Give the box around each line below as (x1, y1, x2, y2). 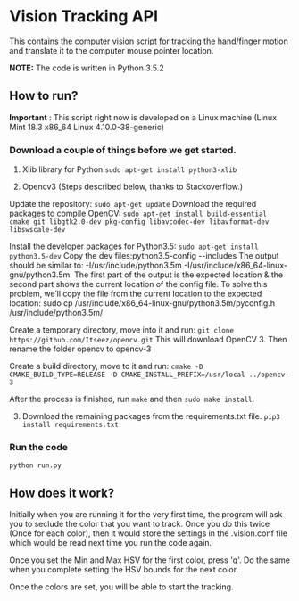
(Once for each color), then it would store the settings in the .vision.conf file (9, 528, 288, 539)
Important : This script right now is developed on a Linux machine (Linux (9, 111, 278, 122)
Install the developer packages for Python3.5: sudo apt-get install (9, 241, 259, 251)
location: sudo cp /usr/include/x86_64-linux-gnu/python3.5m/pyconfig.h (9, 298, 275, 309)
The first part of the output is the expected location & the (74, 269, 284, 280)
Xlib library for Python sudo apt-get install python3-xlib (21, 164, 237, 175)
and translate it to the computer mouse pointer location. (9, 45, 214, 55)
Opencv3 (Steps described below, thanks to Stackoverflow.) (21, 181, 244, 193)
